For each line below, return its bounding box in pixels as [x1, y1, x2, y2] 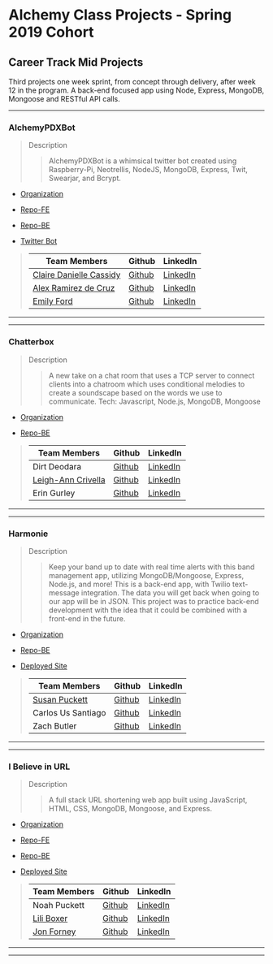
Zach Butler [32, 720, 77, 732]
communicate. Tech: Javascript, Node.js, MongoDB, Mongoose [48, 396, 262, 406]
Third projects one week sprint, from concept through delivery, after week [8, 77, 256, 86]
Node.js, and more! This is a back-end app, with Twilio [48, 579, 231, 589]
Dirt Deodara [32, 460, 82, 472]
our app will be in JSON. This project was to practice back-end [48, 596, 259, 606]
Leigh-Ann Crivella [32, 473, 106, 485]
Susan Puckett [32, 694, 88, 705]
